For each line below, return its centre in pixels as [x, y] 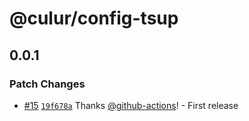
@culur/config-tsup [94, 18]
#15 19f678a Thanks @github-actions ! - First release [131, 105]
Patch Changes [47, 84]
